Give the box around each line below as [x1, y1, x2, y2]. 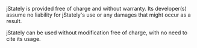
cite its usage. [6, 36, 41, 42]
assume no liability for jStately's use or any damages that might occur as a [6, 11, 191, 18]
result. [6, 18, 22, 24]
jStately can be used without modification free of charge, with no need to [6, 29, 188, 36]
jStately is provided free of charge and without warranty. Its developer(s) [6, 5, 187, 12]
